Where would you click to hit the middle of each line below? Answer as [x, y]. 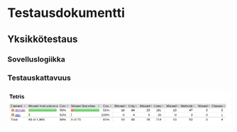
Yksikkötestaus [43, 39]
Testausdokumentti [66, 13]
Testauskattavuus [39, 78]
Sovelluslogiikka [37, 59]
